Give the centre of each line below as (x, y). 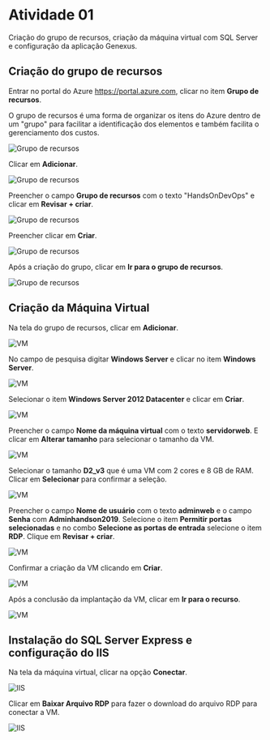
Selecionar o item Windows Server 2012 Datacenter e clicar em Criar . (126, 399)
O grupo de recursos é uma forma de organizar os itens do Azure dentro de (135, 115)
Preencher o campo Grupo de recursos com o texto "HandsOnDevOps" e (132, 195)
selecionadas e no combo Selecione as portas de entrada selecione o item (135, 528)
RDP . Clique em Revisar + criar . (62, 536)
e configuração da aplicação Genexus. (73, 45)
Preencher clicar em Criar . (53, 235)
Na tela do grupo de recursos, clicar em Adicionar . (93, 327)
